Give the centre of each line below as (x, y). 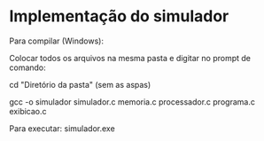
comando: (27, 67)
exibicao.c (28, 111)
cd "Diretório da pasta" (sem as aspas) (80, 84)
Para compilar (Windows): (57, 41)
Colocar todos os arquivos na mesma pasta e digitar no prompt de (130, 58)
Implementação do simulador (119, 16)
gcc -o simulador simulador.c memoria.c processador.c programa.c (132, 102)
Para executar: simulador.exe (62, 128)
